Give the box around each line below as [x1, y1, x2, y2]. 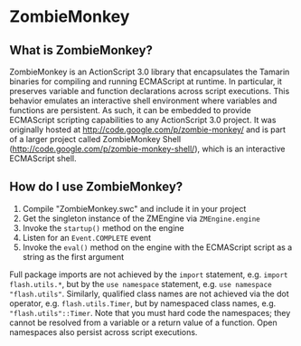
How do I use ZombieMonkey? [9, 179, 183, 195]
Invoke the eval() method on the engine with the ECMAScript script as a [22, 242, 293, 253]
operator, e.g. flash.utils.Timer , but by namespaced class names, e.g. [9, 297, 277, 309]
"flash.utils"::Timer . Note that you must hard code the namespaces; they [9, 307, 291, 318]
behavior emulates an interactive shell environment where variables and [9, 95, 277, 106]
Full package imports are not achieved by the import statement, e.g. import [9, 269, 288, 280]
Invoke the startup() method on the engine [22, 222, 185, 233]
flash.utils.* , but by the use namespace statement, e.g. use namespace [9, 278, 273, 289]
